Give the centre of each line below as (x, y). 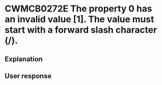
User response (28, 76)
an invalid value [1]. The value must (79, 19)
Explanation (24, 59)
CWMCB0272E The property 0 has (78, 9)
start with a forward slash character (81, 30)
